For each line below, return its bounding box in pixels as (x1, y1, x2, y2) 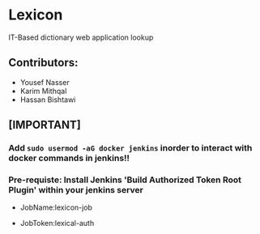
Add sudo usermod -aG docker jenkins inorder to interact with (8, 143, 253, 154)
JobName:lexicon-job (19, 202, 93, 212)
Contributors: (8, 56, 79, 70)
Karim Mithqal (19, 86, 67, 96)
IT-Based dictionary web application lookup (8, 32, 154, 42)
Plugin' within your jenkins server (8, 184, 143, 195)
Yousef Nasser (19, 77, 70, 87)
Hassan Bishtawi (19, 95, 76, 104)
